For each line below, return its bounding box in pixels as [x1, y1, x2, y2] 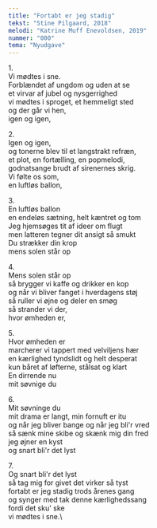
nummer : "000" [8, 33, 56, 42]
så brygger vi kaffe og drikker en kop [8, 279, 129, 289]
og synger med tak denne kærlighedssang [8, 495, 147, 505]
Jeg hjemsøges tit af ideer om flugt [8, 221, 123, 231]
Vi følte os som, [8, 172, 59, 182]
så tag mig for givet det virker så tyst [8, 478, 128, 487]
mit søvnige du [8, 380, 57, 389]
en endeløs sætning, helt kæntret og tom [8, 213, 141, 223]
